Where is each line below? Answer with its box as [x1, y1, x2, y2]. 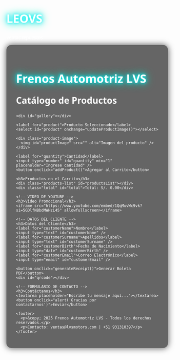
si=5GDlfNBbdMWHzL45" [16, 208, 63, 213]
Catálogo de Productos [16, 94, 117, 106]
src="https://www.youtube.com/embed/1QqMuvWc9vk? [34, 203, 143, 209]
